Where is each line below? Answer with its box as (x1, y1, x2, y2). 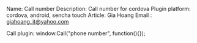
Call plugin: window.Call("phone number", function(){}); (6, 30, 146, 37)
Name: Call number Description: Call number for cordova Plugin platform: (6, 5, 191, 12)
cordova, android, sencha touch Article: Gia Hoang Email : (6, 12, 152, 19)
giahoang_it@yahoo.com (6, 18, 69, 25)
